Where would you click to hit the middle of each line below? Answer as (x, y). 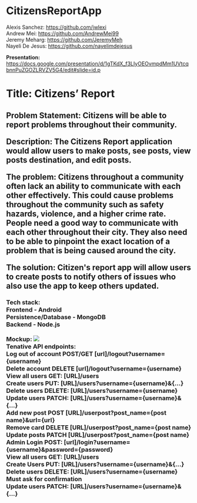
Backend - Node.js (33, 325)
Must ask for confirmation (44, 479)
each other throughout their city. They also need (97, 232)
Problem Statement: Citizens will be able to (86, 115)
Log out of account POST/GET (50, 354)
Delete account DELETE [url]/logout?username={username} (94, 369)
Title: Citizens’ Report (61, 94)
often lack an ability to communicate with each (94, 186)
